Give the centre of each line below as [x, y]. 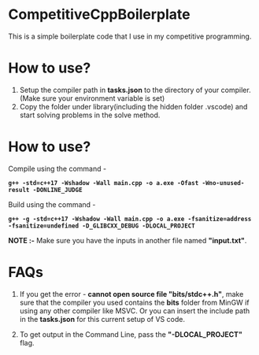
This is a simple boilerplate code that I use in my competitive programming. [130, 36]
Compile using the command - [57, 168]
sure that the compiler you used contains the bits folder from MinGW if [134, 302]
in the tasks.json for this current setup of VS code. [102, 319]
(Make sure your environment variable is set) [92, 98]
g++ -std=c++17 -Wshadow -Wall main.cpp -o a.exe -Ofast [104, 183]
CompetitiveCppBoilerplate [99, 15]
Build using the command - [52, 204]
